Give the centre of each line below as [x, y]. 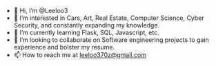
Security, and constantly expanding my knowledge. [87, 25]
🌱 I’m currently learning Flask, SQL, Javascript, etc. [87, 32]
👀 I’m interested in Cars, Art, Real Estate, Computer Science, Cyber [109, 18]
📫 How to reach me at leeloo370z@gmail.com [80, 55]
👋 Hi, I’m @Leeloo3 [41, 11]
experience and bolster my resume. [64, 47]
